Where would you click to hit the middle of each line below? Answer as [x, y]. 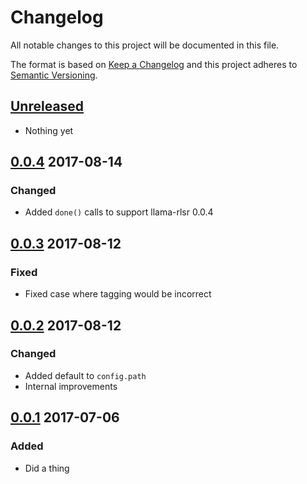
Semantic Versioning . [54, 75]
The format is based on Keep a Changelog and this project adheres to [154, 64]
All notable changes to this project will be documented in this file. [145, 45]
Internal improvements [71, 386]
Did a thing [47, 468]
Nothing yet [49, 130]
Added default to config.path [85, 375]
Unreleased [47, 106]
